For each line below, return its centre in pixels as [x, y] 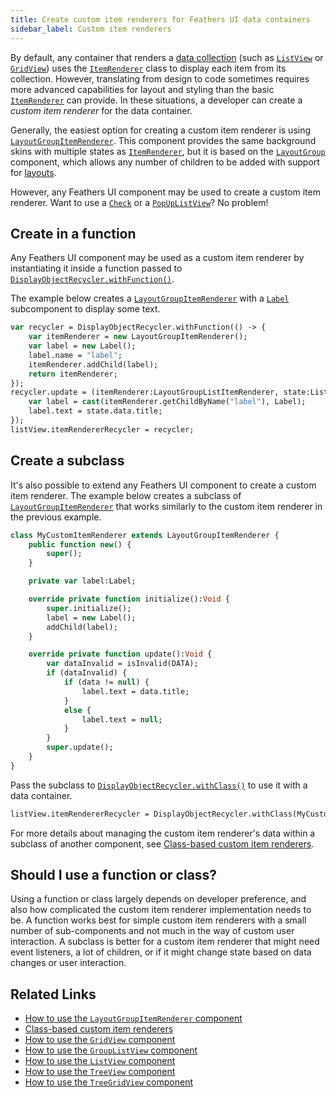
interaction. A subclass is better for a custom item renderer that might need [165, 942]
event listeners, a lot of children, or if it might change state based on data [161, 952]
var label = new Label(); [82, 346]
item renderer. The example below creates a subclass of [126, 495]
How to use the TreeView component [100, 1072]
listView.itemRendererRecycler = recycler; [102, 429]
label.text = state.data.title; [95, 411]
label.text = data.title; [135, 691]
